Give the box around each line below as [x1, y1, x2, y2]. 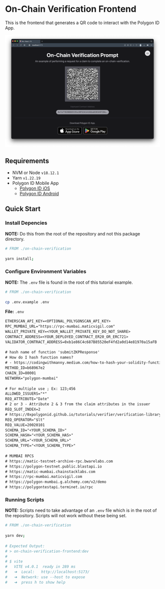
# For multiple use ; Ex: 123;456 [5, 386, 76, 391]
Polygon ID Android [19, 190, 59, 196]
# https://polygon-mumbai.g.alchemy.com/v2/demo [5, 479, 107, 485]
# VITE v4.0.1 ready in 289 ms [5, 564, 76, 569]
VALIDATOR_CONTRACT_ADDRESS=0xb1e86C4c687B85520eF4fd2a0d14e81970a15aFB [5, 339, 157, 345]
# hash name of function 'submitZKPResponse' [5, 350, 100, 355]
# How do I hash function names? [5, 355, 74, 360]
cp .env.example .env [5, 300, 50, 305]
